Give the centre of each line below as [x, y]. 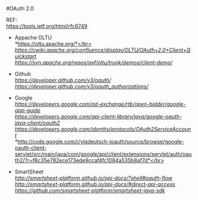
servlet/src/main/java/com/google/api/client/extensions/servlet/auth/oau [103, 154]
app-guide [27, 110]
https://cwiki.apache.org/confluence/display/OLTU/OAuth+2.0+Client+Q [102, 50]
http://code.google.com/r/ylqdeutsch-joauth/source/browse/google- [101, 141]
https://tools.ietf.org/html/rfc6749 [47, 26]
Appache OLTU [33, 37]
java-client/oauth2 [37, 123]
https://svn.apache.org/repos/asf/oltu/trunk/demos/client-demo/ [93, 62]
